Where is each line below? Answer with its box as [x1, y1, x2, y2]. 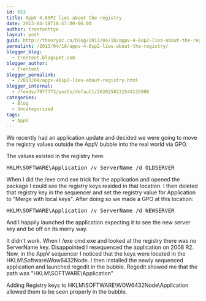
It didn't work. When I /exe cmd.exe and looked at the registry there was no [6, 237, 197, 245]
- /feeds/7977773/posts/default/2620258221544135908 [12, 89, 150, 95]
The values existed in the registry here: [6, 153, 105, 160]
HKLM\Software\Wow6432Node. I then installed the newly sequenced [6, 257, 183, 264]
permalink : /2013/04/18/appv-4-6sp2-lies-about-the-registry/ [6, 44, 169, 50]
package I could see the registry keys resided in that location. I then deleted [6, 182, 198, 190]
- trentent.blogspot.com [12, 55, 75, 61]
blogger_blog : [6, 49, 43, 55]
